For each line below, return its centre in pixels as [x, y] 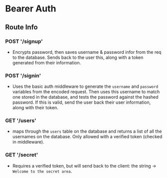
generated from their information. [47, 62]
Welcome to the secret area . [42, 171]
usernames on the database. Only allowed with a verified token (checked [87, 137]
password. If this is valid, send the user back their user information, [82, 102]
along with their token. [35, 108]
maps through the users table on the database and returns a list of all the [87, 131]
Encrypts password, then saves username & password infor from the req [87, 52]
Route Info [22, 27]
